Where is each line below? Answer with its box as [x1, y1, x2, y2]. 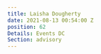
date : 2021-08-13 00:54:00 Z [7, 17, 94, 24]
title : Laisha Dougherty [7, 10, 81, 18]
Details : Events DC [7, 29, 65, 37]
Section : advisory [7, 36, 62, 43]
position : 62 [7, 23, 46, 30]
